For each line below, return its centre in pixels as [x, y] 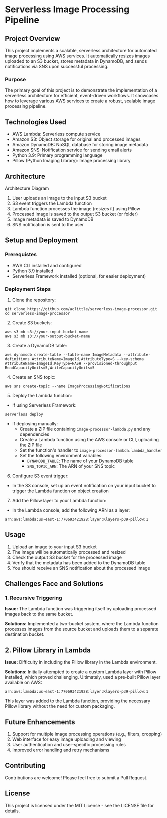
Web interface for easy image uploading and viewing [67, 739]
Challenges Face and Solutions [54, 584]
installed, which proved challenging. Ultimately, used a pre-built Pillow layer [83, 677]
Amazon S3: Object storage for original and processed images [76, 139]
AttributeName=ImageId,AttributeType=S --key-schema [87, 359]
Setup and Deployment [42, 240]
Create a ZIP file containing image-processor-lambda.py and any [85, 429]
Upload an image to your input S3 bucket [55, 547]
